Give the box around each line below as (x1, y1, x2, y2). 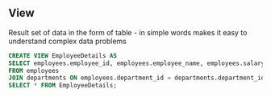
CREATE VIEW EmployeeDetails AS (8, 51, 117, 59)
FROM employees (8, 67, 60, 75)
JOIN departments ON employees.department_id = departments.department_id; (8, 74, 269, 83)
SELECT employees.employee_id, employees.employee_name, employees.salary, (8, 59, 269, 67)
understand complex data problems (8, 36, 127, 46)
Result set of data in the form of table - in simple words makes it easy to (8, 27, 248, 37)
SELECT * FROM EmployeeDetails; (8, 82, 117, 90)
